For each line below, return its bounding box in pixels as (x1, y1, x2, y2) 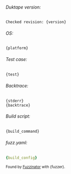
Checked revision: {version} (5, 20, 66, 25)
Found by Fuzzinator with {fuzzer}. (5, 164, 65, 169)
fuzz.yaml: (5, 140, 27, 146)
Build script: (5, 113, 30, 119)
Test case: (5, 56, 27, 62)
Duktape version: (5, 4, 41, 10)
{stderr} (5, 98, 24, 103)
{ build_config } (5, 155, 37, 160)
